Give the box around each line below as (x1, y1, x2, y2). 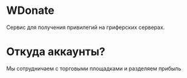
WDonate (6, 4, 54, 18)
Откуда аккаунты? (6, 45, 106, 59)
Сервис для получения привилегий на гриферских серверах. (6, 24, 165, 31)
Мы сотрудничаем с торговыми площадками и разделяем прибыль (6, 65, 182, 72)
